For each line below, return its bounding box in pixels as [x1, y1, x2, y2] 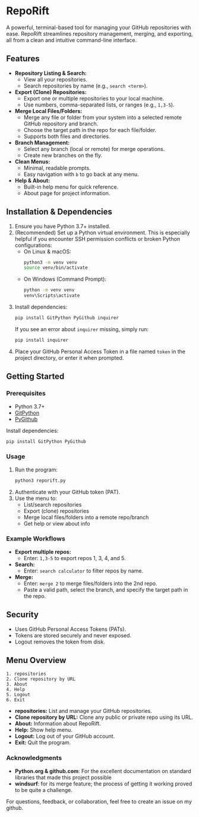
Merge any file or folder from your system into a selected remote [23, 114, 182, 121]
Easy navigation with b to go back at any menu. [23, 171, 140, 178]
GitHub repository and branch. [23, 120, 99, 127]
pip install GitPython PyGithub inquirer [14, 315, 119, 321]
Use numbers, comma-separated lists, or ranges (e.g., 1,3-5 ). [23, 101, 175, 108]
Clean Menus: [14, 158, 50, 165]
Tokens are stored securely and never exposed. [14, 631, 132, 639]
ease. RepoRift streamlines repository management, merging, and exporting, [6, 30, 193, 37]
